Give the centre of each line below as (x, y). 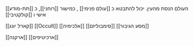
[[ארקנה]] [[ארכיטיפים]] (32, 37)
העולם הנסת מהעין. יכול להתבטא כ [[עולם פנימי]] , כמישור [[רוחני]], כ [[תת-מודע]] (97, 8)
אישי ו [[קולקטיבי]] (26, 15)
